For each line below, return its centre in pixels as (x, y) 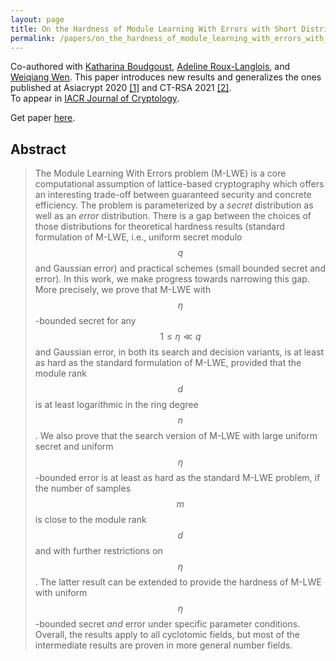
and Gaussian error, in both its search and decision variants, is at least (179, 352)
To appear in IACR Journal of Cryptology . (95, 98)
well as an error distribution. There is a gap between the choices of (173, 216)
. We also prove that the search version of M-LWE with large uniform (176, 436)
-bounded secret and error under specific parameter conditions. (167, 624)
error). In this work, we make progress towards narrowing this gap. (172, 279)
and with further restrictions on (98, 551)
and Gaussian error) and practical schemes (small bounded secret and (180, 268)
